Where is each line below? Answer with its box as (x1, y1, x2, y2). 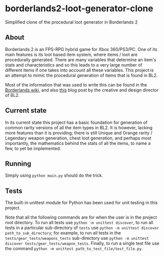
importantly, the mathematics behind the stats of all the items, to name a (5, 140, 151, 146)
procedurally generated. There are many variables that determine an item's (5, 57, 157, 63)
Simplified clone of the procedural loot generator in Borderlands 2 (5, 19, 138, 25)
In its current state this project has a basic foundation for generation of (5, 119, 148, 125)
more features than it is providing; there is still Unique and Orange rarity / (5, 130, 153, 136)
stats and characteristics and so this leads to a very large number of (5, 62, 142, 68)
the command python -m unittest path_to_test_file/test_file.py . (5, 246, 143, 252)
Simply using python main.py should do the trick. (5, 172, 103, 179)
